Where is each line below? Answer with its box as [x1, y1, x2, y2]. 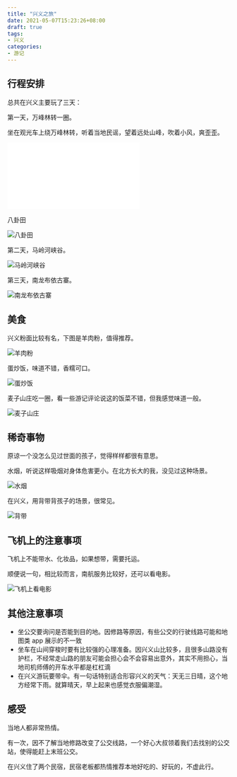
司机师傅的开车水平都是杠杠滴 [23, 662, 111, 671]
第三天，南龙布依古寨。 [7, 275, 75, 284]
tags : [7, 30, 23, 38]
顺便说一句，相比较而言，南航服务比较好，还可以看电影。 [7, 570, 174, 578]
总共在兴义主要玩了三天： [7, 98, 82, 106]
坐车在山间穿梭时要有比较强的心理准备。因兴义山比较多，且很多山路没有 [17, 645, 228, 653]
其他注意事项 [7, 607, 63, 619]
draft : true [7, 23, 42, 30]
